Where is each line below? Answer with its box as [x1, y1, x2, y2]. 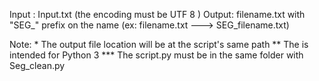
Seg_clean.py [9, 60, 66, 71]
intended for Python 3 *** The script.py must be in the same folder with [9, 49, 304, 61]
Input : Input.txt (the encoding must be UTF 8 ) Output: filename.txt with [9, 9, 306, 20]
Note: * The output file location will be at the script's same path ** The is [9, 39, 309, 50]
